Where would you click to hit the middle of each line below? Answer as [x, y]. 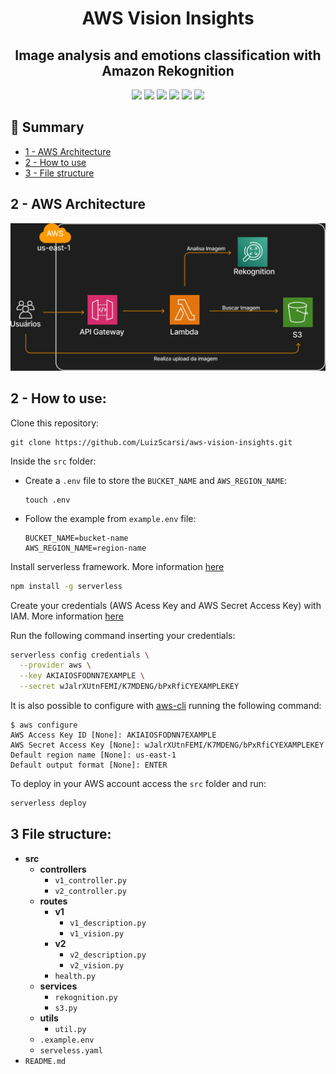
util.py [70, 1029]
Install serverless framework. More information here [117, 566]
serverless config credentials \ [80, 655]
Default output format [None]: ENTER [89, 765]
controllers [63, 869]
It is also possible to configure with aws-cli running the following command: [166, 706]
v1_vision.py [97, 933]
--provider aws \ [55, 665]
